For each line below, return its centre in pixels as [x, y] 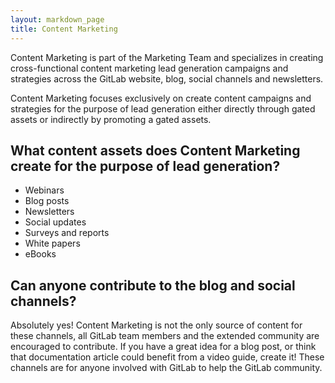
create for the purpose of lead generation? [145, 166]
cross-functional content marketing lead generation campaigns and [149, 68]
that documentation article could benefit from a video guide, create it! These [167, 357]
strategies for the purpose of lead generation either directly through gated [163, 108]
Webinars [44, 190]
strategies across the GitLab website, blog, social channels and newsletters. [167, 78]
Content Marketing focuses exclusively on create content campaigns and [161, 98]
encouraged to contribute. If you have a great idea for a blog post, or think [163, 347]
